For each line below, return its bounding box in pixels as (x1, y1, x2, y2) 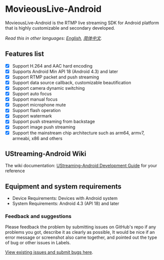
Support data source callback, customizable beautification (12, 79, 131, 85)
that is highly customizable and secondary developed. (5, 25, 115, 31)
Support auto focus (12, 91, 52, 97)
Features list (5, 50, 44, 58)
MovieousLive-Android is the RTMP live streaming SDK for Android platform (5, 20, 160, 26)
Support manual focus (12, 96, 58, 102)
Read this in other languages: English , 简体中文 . (5, 35, 102, 41)
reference (5, 168, 25, 174)
